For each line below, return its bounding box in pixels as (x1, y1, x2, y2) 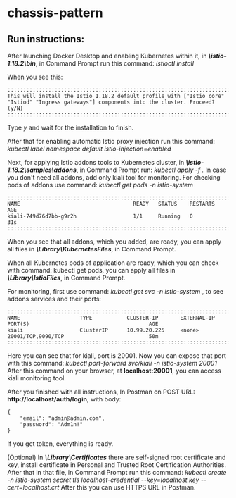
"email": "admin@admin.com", (20, 415, 105, 422)
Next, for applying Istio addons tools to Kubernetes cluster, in (7, 158, 185, 166)
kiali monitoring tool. (7, 374, 67, 382)
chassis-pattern (7, 5, 103, 21)
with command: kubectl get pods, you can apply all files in (7, 266, 176, 274)
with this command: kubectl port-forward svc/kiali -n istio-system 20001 (7, 359, 218, 367)
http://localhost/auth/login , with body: (7, 395, 122, 403)
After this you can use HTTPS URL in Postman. (60, 483, 196, 491)
